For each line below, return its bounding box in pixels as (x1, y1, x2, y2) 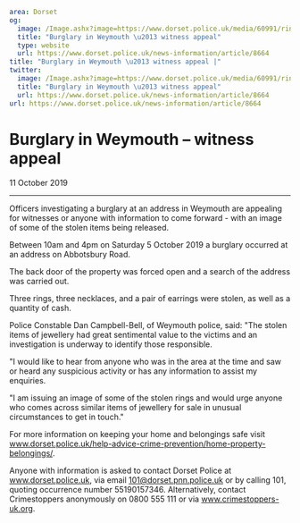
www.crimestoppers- (200, 493, 279, 504)
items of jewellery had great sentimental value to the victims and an (9, 330, 258, 341)
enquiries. (9, 375, 46, 386)
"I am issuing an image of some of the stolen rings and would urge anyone (9, 392, 283, 403)
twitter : (9, 66, 42, 75)
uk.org (9, 503, 34, 514)
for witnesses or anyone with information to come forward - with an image (9, 213, 283, 224)
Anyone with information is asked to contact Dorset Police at (9, 465, 232, 477)
